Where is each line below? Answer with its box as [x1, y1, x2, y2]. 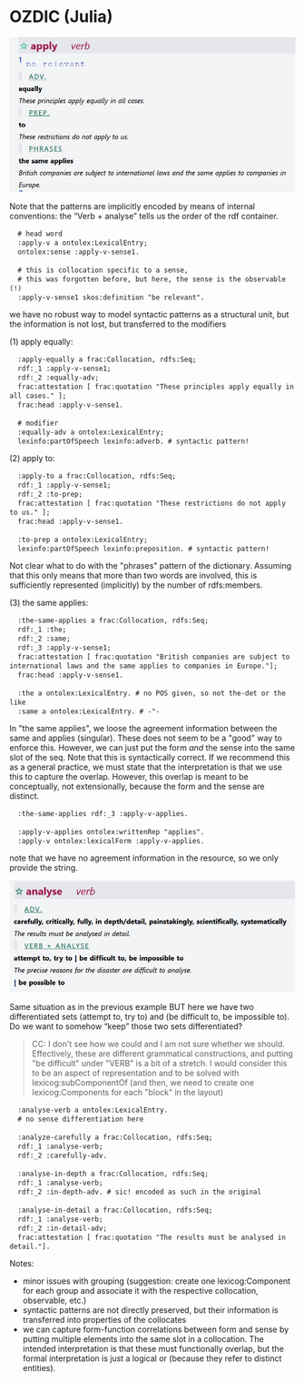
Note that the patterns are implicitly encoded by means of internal [9, 201, 256, 212]
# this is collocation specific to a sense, [17, 266, 189, 275]
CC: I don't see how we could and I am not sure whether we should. [31, 1038, 286, 1049]
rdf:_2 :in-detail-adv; [17, 1224, 107, 1233]
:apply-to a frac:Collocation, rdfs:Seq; [17, 471, 177, 481]
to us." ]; [9, 508, 51, 518]
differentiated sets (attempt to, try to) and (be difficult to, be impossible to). [9, 1011, 290, 1022]
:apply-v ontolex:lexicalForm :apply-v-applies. [17, 837, 205, 846]
